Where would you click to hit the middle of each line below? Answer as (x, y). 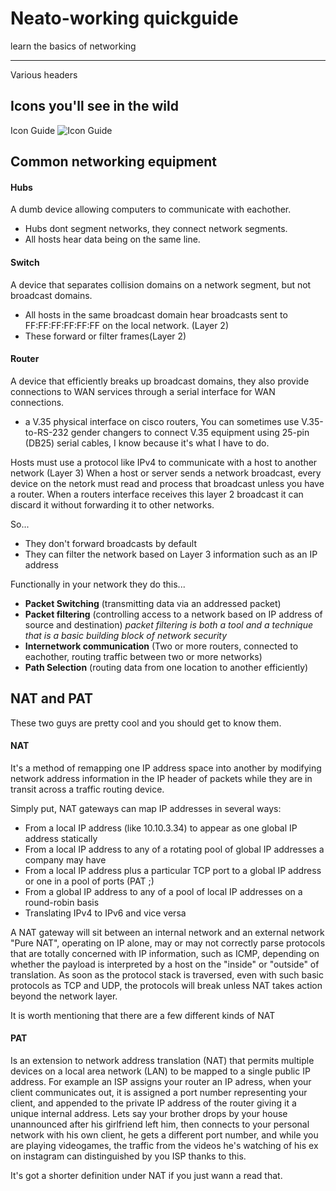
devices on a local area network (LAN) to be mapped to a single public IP (160, 1071)
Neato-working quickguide (124, 18)
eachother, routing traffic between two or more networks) (143, 656)
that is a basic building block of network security (126, 635)
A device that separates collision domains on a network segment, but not (161, 284)
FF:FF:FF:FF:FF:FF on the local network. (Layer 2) (126, 325)
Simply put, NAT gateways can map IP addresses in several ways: (146, 808)
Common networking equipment (114, 162)
